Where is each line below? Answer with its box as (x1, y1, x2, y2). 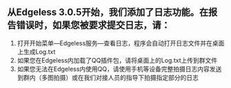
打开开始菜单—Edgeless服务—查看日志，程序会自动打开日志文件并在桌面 (17, 38, 225, 47)
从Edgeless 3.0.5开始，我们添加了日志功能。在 (7, 6, 209, 19)
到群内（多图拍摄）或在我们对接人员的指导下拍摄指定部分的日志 (17, 73, 199, 81)
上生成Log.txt (17, 47, 56, 56)
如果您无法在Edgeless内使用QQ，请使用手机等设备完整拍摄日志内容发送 (17, 65, 222, 73)
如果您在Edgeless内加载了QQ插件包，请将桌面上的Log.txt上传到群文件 (17, 56, 218, 64)
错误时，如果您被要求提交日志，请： (16, 19, 170, 31)
